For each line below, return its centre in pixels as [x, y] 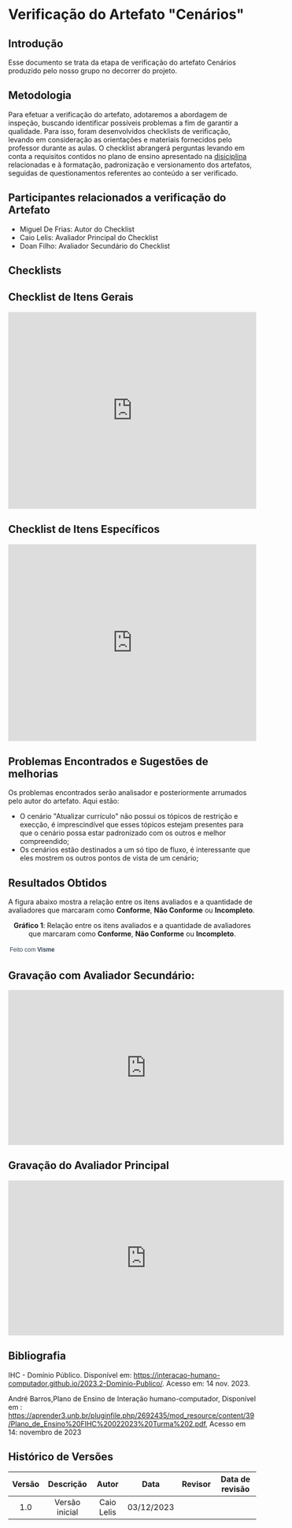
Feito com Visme [32, 950]
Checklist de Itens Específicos [84, 529]
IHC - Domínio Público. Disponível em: [70, 1374]
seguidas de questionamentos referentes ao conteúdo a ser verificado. [123, 173]
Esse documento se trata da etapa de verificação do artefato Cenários [122, 62]
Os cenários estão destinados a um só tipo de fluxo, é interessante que [135, 850]
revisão [236, 1489]
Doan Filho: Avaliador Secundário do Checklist [95, 246]
